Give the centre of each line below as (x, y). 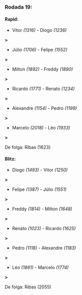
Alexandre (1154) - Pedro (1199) (45, 108)
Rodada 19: (19, 7)
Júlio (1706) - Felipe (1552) (39, 50)
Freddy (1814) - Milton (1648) (42, 209)
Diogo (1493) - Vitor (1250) (40, 170)
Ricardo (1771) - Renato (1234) (43, 89)
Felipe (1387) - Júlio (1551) (39, 189)
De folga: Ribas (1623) (28, 148)
